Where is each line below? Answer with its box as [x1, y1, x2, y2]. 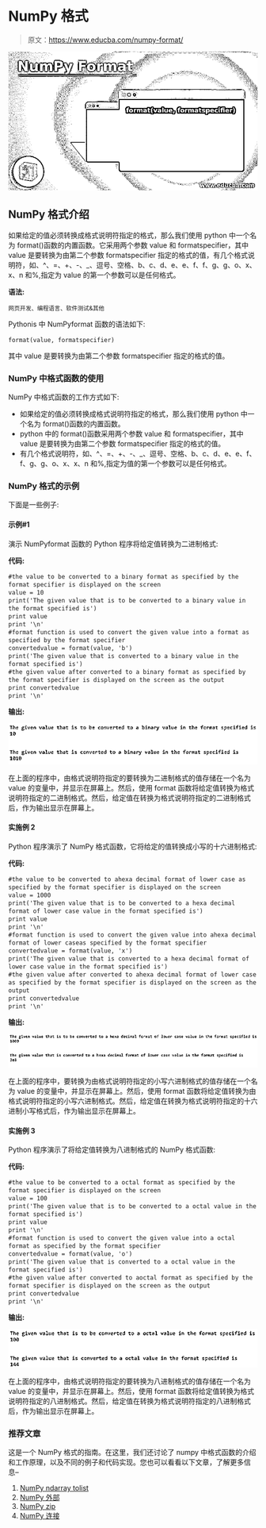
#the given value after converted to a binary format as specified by [8, 668, 246, 675]
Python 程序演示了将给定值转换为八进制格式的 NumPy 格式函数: [8, 1145, 216, 1155]
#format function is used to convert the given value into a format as [8, 628, 249, 636]
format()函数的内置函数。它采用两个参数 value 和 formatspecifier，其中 [17, 240, 249, 250]
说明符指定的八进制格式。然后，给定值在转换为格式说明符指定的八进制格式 [8, 1396, 251, 1406]
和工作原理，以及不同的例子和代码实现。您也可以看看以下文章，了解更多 [8, 1457, 244, 1467]
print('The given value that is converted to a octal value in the [8, 1258, 236, 1266]
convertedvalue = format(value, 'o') [8, 1250, 133, 1258]
